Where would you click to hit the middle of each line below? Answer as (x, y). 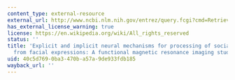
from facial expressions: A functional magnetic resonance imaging (114, 53)
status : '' (23, 40)
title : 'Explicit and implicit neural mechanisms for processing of (109, 46)
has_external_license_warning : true (60, 26)
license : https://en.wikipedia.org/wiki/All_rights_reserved (98, 33)
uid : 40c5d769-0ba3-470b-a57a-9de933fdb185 (72, 59)
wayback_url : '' (31, 65)
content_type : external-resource (56, 14)
